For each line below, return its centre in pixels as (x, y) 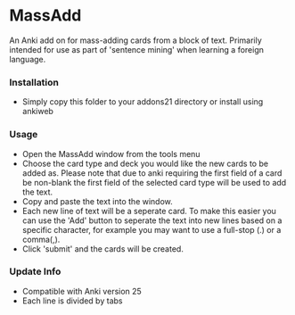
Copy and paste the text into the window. (98, 201)
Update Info (35, 271)
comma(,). (41, 239)
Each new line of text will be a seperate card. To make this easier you (149, 211)
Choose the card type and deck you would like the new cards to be (145, 163)
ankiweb (37, 112)
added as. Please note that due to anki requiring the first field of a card (152, 173)
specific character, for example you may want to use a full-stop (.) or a (152, 229)
